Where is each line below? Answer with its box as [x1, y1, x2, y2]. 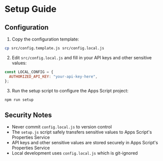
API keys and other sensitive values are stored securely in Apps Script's [11, 140, 159, 146]
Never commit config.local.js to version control [11, 124, 112, 130]
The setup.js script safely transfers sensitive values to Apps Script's [11, 129, 152, 135]
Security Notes [4, 111, 52, 119]
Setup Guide [4, 3, 57, 15]
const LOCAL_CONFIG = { [4, 69, 54, 75]
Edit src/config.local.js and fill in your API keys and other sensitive [11, 54, 152, 60]
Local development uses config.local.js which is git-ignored [11, 150, 138, 156]
